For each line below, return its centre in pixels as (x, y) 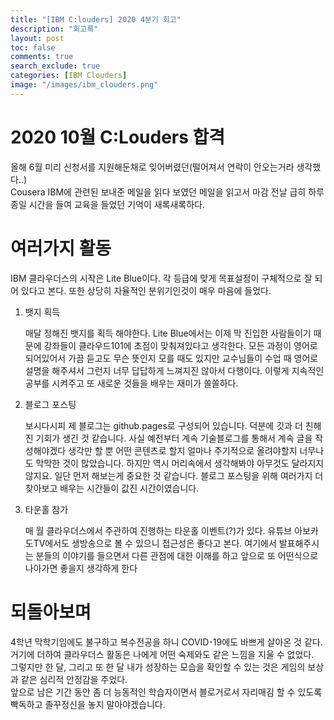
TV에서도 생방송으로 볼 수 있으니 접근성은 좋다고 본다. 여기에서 (155, 543)
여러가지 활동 (61, 248)
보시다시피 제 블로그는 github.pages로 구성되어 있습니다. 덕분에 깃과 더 (163, 425)
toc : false (33, 47)
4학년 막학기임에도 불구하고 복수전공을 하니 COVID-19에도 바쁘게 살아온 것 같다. (166, 642)
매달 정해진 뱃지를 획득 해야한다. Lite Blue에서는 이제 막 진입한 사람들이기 (168, 333)
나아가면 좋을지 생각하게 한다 (81, 568)
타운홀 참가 (46, 509)
